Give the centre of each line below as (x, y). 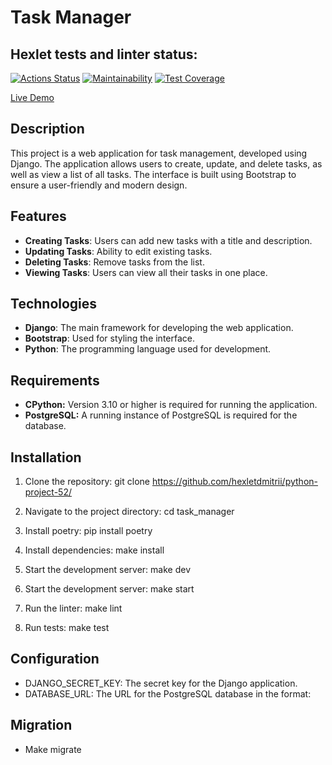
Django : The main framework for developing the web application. (159, 328)
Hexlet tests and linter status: (104, 54)
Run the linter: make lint (73, 608)
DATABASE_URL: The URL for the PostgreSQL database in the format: (168, 693)
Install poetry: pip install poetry (88, 531)
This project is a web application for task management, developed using (159, 153)
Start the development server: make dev (108, 570)
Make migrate (53, 749)
